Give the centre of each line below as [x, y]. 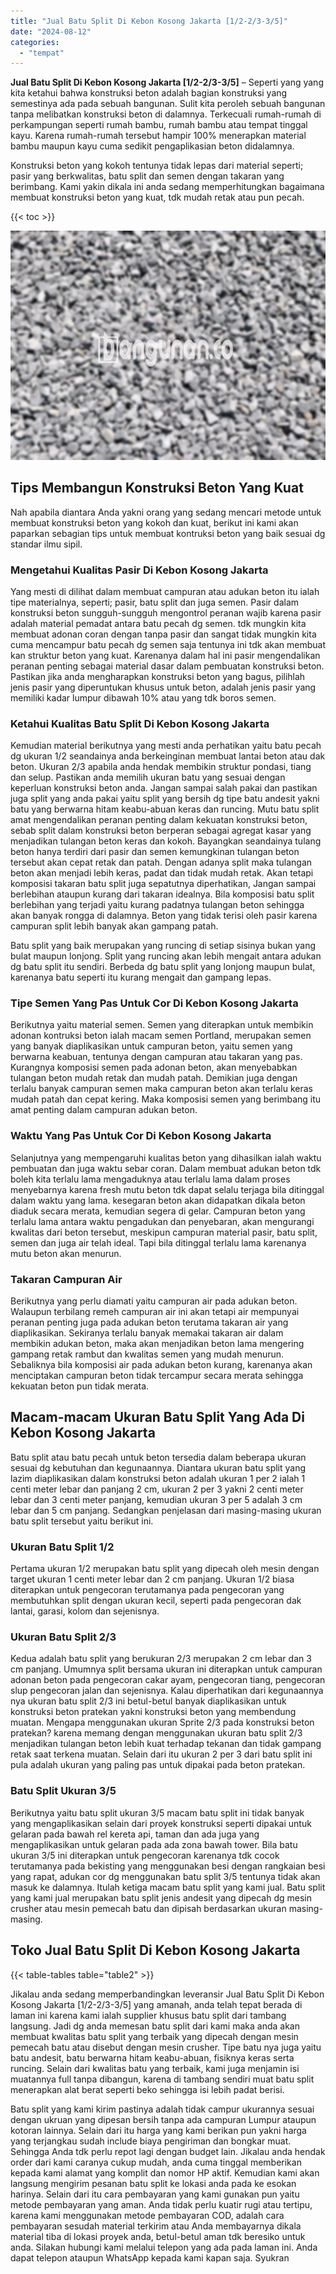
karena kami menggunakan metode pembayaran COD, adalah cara [147, 2215]
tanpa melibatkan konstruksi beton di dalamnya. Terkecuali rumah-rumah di [166, 114]
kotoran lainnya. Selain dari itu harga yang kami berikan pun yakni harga [158, 2130]
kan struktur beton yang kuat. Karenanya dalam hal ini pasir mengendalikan [165, 655]
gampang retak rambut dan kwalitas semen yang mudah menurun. [147, 1354]
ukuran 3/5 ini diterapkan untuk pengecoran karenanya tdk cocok [145, 1855]
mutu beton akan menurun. [66, 1253]
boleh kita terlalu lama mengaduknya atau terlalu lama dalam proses [150, 1179]
